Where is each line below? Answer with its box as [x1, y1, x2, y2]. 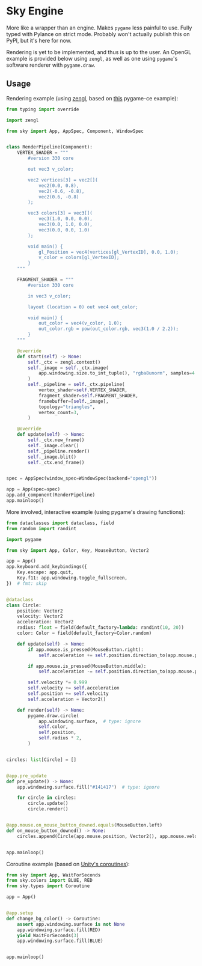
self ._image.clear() [28, 442, 79, 448]
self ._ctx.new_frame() [28, 437, 85, 443]
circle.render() [28, 806, 69, 812]
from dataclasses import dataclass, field [6, 520, 114, 526]
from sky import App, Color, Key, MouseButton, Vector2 [6, 547, 149, 554]
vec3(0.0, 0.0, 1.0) [38, 227, 90, 233]
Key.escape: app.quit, [17, 569, 74, 575]
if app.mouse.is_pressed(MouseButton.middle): [28, 663, 147, 669]
